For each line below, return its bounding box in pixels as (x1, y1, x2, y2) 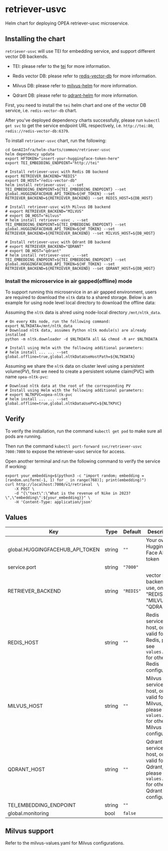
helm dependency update (5, 152, 55, 157)
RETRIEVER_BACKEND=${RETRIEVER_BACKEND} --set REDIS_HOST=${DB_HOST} (5, 195, 153, 200)
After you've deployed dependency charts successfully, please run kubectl (5, 117, 160, 123)
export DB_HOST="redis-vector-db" (5, 178, 77, 183)
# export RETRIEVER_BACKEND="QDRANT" (5, 244, 84, 249)
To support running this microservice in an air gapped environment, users (5, 289, 157, 295)
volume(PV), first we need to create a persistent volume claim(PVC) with (5, 368, 154, 375)
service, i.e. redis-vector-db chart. (5, 107, 77, 114)
